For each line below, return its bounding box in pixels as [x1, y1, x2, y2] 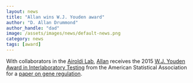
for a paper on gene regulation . [6, 70, 83, 77]
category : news [6, 36, 44, 42]
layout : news [6, 8, 39, 15]
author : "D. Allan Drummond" [6, 19, 78, 25]
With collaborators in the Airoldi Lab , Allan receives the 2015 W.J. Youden [6, 57, 186, 65]
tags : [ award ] [6, 42, 42, 48]
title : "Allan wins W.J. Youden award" [6, 14, 105, 20]
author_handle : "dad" [6, 25, 60, 31]
